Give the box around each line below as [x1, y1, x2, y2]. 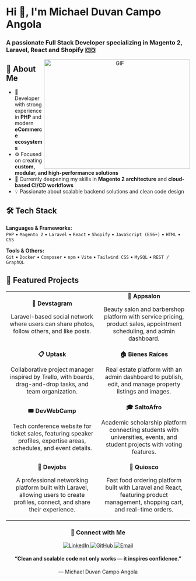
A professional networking [16, 476, 89, 484]
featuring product [120, 490, 168, 499]
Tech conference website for [12, 422, 92, 430]
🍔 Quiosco [129, 463, 159, 471]
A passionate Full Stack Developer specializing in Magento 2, [6, 39, 183, 47]
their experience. [29, 505, 76, 513]
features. [131, 447, 156, 455]
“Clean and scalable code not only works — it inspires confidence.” [14, 555, 182, 562]
